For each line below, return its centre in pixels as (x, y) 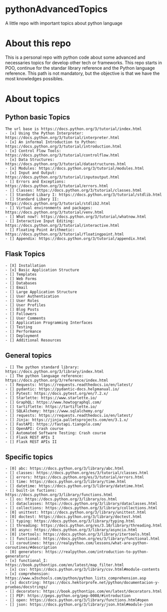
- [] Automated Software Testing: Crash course (56, 433)
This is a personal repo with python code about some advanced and (75, 57)
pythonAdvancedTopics (56, 9)
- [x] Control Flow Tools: (33, 151)
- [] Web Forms (21, 279)
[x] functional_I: (29, 561)
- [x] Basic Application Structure (42, 270)
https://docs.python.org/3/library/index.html (54, 371)
